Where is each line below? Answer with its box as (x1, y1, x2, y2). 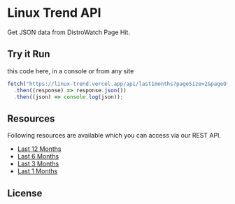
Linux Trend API (7, 5, 101, 21)
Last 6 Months (17, 152, 59, 161)
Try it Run (7, 48, 50, 60)
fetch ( (7, 80, 27, 87)
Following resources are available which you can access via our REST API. (7, 131, 222, 140)
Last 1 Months (17, 167, 58, 175)
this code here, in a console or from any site (7, 66, 134, 75)
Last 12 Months (17, 145, 62, 153)
